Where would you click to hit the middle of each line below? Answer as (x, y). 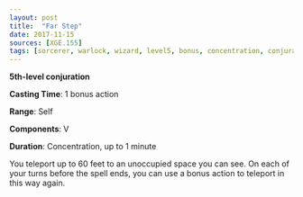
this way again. (37, 183)
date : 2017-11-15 (42, 34)
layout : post (34, 18)
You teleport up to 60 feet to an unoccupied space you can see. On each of (150, 164)
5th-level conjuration (50, 76)
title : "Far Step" (46, 26)
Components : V (39, 129)
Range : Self (31, 112)
